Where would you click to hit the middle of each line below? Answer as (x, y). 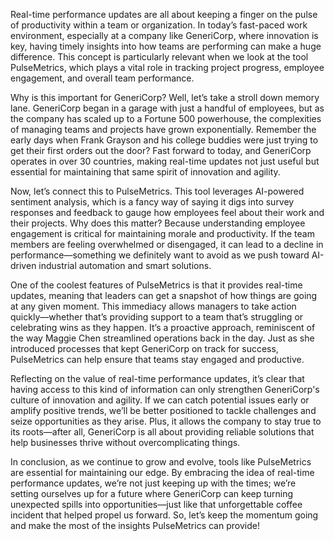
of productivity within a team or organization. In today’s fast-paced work (159, 25)
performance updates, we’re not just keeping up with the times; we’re (153, 483)
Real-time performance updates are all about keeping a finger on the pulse (164, 14)
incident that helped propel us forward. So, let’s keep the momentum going (164, 515)
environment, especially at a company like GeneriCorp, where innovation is (164, 35)
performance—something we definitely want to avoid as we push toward (160, 255)
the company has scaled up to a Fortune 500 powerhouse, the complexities (166, 118)
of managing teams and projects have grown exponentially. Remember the (163, 129)
